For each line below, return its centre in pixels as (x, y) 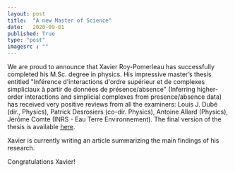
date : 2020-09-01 (36, 27)
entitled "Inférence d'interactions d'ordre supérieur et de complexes (106, 82)
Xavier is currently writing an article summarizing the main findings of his (113, 141)
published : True (31, 34)
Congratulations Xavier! (41, 162)
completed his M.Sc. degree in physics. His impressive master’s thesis (109, 74)
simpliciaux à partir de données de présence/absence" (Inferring (101, 89)
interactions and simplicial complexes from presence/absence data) (123, 97)
